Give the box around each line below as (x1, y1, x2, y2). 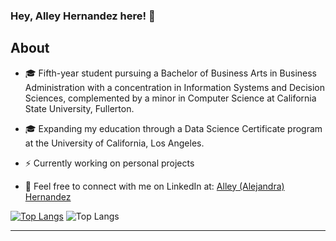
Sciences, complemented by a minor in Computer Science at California (24, 92, 317, 104)
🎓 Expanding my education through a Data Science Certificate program (24, 122, 323, 134)
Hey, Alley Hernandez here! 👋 (10, 9, 156, 23)
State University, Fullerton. (24, 102, 135, 114)
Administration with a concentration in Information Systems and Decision (24, 81, 326, 93)
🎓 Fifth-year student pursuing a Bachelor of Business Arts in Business (24, 67, 318, 79)
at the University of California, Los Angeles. (24, 137, 205, 149)
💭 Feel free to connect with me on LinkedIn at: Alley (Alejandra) (24, 180, 285, 192)
